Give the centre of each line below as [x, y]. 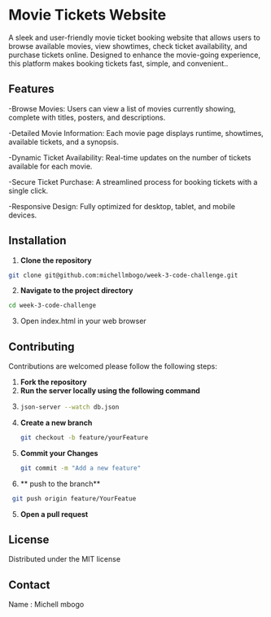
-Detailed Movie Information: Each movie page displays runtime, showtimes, [136, 133]
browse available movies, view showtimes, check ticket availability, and [128, 46]
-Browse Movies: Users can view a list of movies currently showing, [122, 108]
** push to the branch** [60, 484]
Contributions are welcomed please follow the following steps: [113, 366]
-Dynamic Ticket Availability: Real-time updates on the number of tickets [130, 157]
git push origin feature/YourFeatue [74, 498]
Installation [37, 241]
